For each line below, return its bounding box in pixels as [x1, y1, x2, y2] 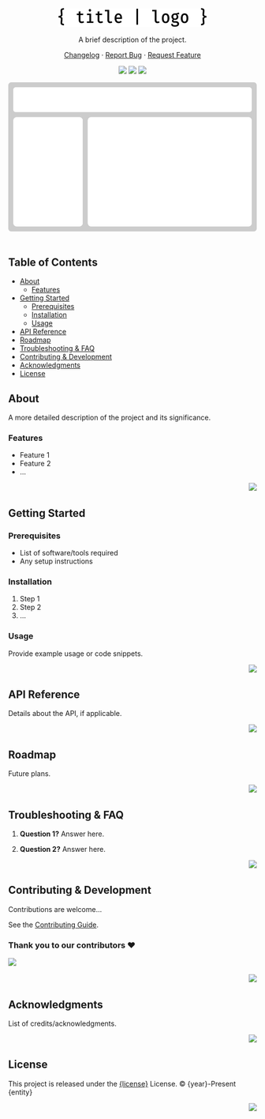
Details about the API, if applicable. [8, 709, 122, 718]
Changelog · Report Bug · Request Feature [64, 51, 201, 59]
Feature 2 [19, 459, 51, 469]
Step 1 [19, 594, 40, 604]
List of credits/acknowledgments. [8, 1019, 117, 1028]
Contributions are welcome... [8, 904, 103, 914]
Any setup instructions [19, 556, 93, 566]
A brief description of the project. [78, 35, 187, 44]
